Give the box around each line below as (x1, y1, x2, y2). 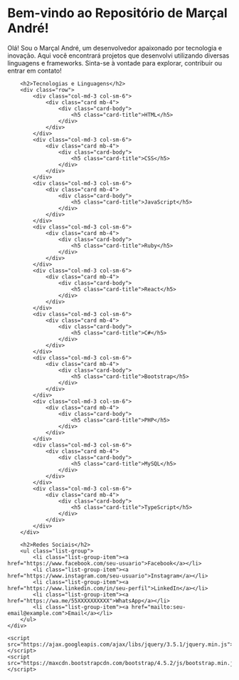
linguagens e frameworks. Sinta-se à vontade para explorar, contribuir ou (7, 58, 223, 67)
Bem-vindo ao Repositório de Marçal (7, 5, 228, 21)
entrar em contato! (7, 66, 62, 75)
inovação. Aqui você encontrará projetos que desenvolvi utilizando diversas (7, 51, 230, 60)
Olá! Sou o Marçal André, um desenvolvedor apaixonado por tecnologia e (7, 43, 223, 52)
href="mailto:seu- (131, 603, 186, 610)
